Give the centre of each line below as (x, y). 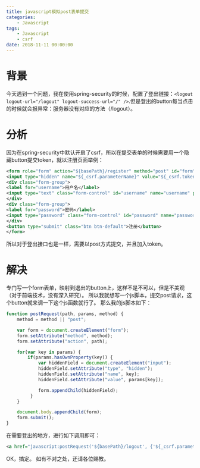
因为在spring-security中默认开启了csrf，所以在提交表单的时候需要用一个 (95, 152)
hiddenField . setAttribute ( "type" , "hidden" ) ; (95, 369)
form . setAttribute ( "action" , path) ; (62, 341)
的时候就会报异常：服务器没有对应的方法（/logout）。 (71, 108)
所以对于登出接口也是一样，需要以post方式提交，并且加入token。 (86, 244)
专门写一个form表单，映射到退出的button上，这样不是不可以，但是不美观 (96, 288)
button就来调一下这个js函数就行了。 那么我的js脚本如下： (81, 303)
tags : (13, 28)
